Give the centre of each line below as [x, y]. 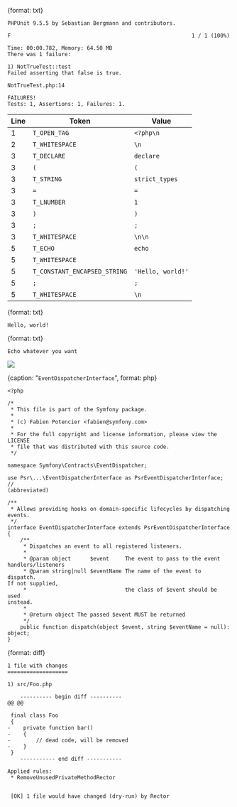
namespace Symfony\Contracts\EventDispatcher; [77, 465]
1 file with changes [38, 666]
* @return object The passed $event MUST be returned [104, 614]
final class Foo [34, 715]
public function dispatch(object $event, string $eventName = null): [125, 627]
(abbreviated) [28, 490]
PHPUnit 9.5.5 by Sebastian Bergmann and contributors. [92, 23]
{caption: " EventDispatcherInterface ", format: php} [82, 378]
